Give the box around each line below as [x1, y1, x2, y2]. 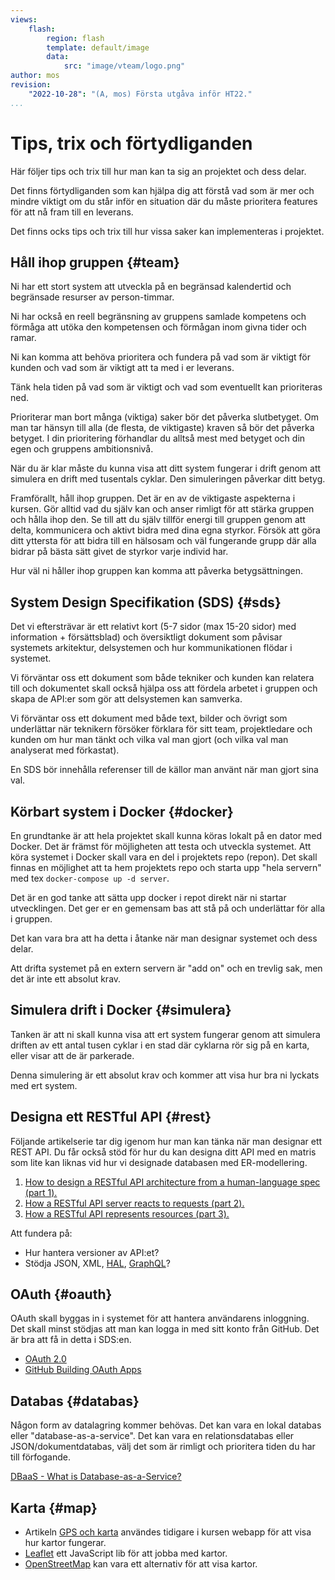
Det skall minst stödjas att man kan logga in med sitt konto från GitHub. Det [10, 1323, 320, 1335]
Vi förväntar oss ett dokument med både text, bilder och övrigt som [10, 712, 288, 725]
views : [10, 14, 38, 25]
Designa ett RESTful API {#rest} [10, 1109, 212, 1126]
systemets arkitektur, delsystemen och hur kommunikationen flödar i [10, 642, 293, 654]
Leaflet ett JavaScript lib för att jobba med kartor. [24, 1547, 228, 1560]
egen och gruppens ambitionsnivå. [10, 443, 154, 455]
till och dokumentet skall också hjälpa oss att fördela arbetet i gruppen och [10, 682, 318, 695]
